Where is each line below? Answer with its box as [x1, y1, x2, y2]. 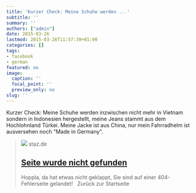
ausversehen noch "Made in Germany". [6, 128, 104, 135]
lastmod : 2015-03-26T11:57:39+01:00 [6, 37, 98, 43]
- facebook [6, 53, 34, 59]
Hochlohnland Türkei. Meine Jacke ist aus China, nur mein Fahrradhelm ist [6, 121, 190, 129]
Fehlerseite [20, 180, 49, 187]
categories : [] [6, 43, 44, 49]
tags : [6, 48, 20, 54]
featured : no [6, 64, 39, 71]
